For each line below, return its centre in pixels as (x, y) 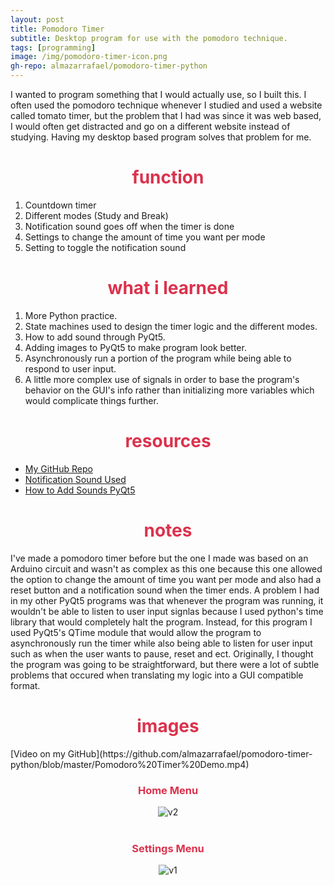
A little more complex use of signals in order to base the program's (162, 379)
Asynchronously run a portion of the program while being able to (158, 358)
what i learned (168, 288)
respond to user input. (70, 368)
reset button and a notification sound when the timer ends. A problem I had (165, 590)
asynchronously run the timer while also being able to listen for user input (161, 643)
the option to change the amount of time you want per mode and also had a (166, 579)
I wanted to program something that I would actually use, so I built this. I (158, 94)
